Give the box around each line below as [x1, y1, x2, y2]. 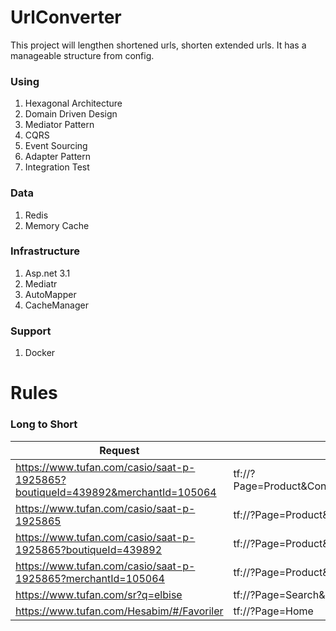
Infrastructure [10, 244, 81, 258]
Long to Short [10, 417, 78, 431]
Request [99, 443, 140, 457]
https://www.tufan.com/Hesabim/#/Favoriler [15, 604, 224, 618]
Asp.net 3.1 [24, 267, 71, 279]
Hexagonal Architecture [24, 97, 123, 110]
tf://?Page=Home [233, 604, 314, 618]
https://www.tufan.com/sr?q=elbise [15, 587, 183, 601]
